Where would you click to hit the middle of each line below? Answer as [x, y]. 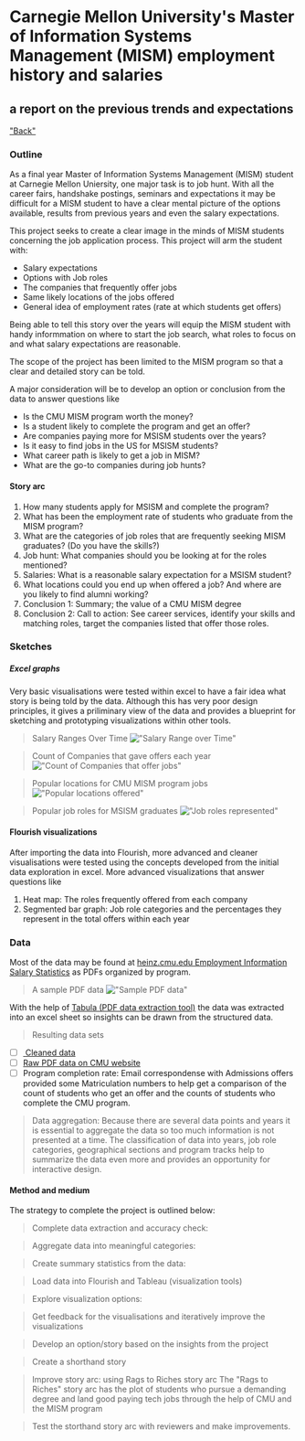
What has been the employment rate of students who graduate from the [158, 516]
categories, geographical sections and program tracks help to [148, 1150]
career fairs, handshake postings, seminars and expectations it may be [142, 194]
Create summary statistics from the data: [109, 1264]
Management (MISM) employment [142, 56]
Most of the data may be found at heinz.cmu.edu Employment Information [148, 962]
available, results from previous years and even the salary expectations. [145, 213]
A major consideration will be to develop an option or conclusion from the [147, 390]
